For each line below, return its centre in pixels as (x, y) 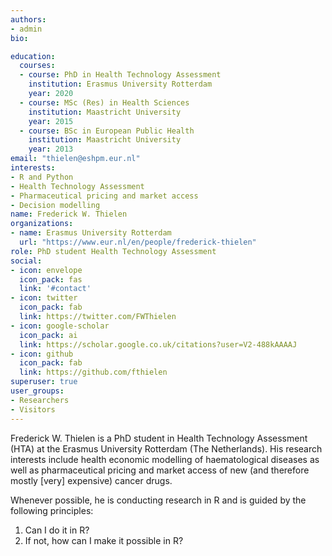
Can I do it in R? (57, 530)
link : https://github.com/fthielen (93, 372)
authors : (28, 19)
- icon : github (42, 354)
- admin (26, 29)
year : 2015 (51, 121)
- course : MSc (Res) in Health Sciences (104, 102)
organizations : (42, 224)
